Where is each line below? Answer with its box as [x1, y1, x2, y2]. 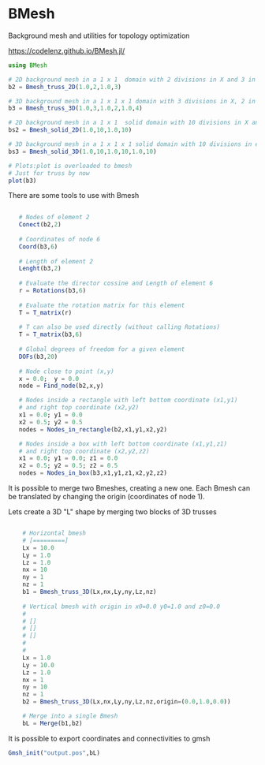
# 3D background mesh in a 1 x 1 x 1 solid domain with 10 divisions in [8, 140, 252, 148]
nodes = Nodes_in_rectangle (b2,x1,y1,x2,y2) [18, 425, 168, 434]
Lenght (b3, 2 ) [18, 265, 62, 273]
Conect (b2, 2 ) [18, 221, 62, 229]
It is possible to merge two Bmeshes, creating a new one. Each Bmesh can [8, 483, 251, 493]
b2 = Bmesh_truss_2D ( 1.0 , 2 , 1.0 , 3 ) [8, 83, 122, 91]
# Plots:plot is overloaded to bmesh [8, 162, 132, 170]
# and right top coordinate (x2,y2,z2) [18, 447, 150, 455]
